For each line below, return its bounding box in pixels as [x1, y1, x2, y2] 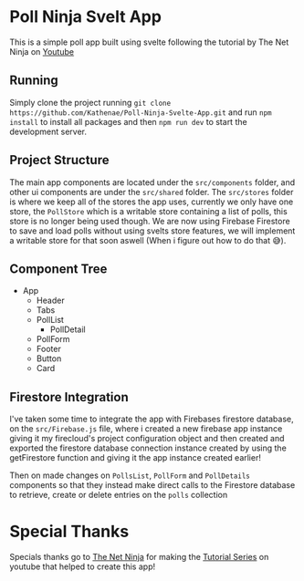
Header [36, 295, 66, 306]
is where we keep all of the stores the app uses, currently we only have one [9, 196, 294, 207]
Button [36, 353, 62, 364]
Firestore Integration [9, 389, 130, 405]
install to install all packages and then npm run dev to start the [9, 116, 248, 127]
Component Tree [9, 261, 108, 276]
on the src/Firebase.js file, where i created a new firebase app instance [9, 423, 283, 434]
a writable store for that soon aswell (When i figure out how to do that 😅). [9, 234, 287, 245]
